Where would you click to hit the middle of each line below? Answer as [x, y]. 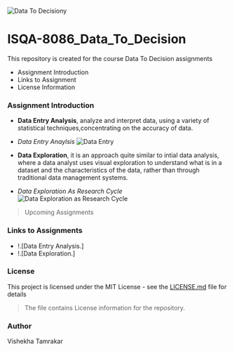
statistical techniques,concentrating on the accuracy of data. [105, 128]
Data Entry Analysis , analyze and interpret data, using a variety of [113, 121]
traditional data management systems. [73, 178]
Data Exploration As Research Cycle [70, 191]
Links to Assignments [45, 230]
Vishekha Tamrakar [35, 341]
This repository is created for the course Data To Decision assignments [110, 58]
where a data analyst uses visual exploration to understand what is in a [119, 163]
